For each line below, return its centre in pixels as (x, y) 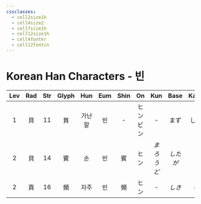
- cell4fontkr (29, 39)
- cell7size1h (29, 28)
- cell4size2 (28, 23)
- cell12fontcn (31, 45)
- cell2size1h (29, 17)
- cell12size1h (31, 34)
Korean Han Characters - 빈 (75, 77)
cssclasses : (21, 12)
